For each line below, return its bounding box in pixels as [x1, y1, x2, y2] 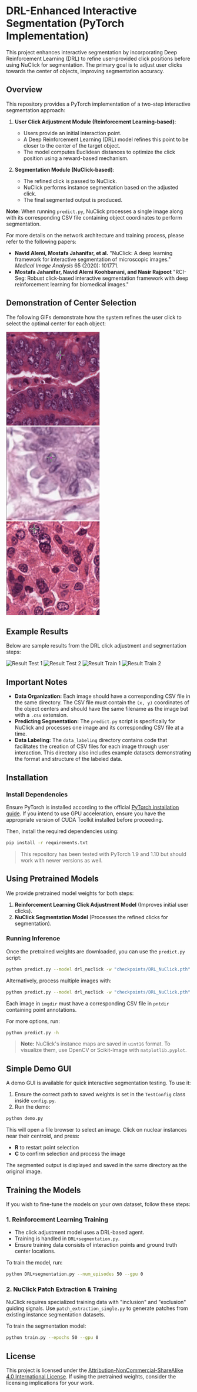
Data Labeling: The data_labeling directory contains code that [14, 737, 168, 744]
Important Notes [6, 677, 68, 687]
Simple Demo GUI [6, 1064, 72, 1074]
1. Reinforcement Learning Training [6, 1215, 109, 1223]
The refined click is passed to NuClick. [23, 177, 118, 184]
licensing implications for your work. [6, 1380, 94, 1387]
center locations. [14, 1247, 56, 1255]
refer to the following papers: [6, 238, 76, 245]
